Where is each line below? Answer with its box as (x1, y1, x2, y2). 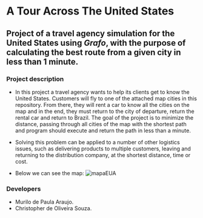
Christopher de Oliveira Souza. (15, 205, 92, 212)
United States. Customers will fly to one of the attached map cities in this (15, 95, 197, 102)
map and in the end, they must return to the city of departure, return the (15, 107, 195, 115)
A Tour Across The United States (6, 4, 175, 18)
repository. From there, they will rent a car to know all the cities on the (15, 101, 190, 108)
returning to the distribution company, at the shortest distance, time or (15, 151, 191, 158)
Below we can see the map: (15, 169, 84, 176)
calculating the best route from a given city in (6, 47, 181, 57)
